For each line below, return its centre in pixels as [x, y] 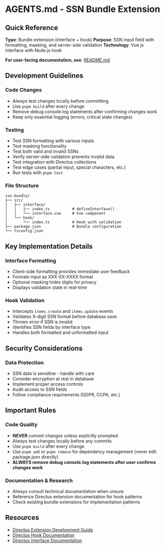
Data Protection [24, 362]
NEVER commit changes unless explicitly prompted [65, 435]
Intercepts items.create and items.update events [63, 311]
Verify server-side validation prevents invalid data [63, 157]
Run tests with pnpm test [38, 172]
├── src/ [14, 200]
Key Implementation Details [49, 246]
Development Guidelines [44, 76]
